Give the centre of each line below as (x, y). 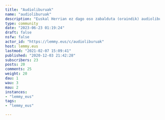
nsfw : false (17, 37)
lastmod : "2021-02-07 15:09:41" (38, 51)
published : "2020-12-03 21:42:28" (41, 55)
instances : (16, 92)
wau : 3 (12, 83)
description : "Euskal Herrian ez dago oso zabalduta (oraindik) (72, 19)
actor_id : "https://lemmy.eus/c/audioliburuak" (55, 42)
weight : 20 (16, 74)
